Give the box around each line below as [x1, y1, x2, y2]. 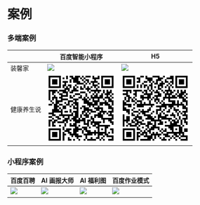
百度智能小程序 [59, 52, 103, 60]
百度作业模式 [112, 176, 149, 185]
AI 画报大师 [41, 176, 74, 185]
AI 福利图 [79, 176, 107, 185]
